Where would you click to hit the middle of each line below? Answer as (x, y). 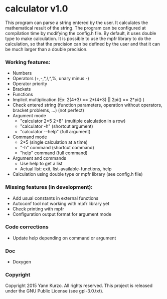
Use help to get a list (41, 164)
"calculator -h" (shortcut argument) (57, 126)
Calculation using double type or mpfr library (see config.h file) (77, 174)
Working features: (28, 62)
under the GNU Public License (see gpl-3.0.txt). (54, 291)
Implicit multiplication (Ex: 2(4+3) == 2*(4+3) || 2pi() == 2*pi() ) (78, 100)
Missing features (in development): (49, 187)
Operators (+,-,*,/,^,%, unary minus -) (51, 79)
